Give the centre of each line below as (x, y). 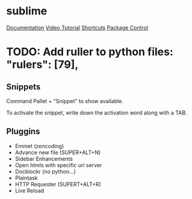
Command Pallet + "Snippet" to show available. (65, 101)
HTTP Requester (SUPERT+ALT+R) (58, 184)
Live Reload (29, 191)
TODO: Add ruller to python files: (90, 52)
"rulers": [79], (42, 65)
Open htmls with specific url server (58, 165)
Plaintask (26, 177)
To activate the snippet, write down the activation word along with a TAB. (97, 113)
